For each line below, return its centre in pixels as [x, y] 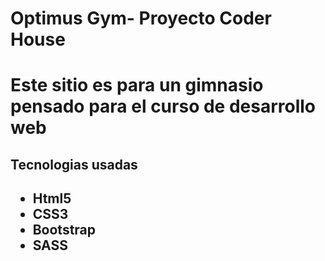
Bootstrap [64, 230]
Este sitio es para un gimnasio [137, 85]
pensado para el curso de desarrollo [163, 106]
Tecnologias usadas [74, 164]
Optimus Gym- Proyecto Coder [141, 18]
